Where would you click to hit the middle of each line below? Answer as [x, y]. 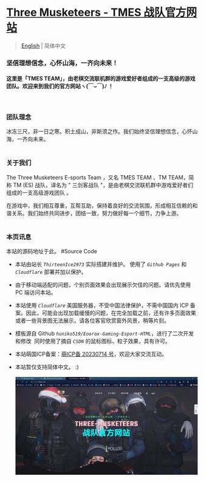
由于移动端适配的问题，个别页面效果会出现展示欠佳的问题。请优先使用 [103, 284]
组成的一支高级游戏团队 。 [39, 192]
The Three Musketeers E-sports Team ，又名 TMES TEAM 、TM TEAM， [98, 177]
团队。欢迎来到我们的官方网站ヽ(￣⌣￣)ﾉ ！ [60, 86]
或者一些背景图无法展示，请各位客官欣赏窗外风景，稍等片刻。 [92, 320]
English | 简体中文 [43, 46]
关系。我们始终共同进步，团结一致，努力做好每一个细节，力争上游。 [97, 213]
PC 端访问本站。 [36, 292]
